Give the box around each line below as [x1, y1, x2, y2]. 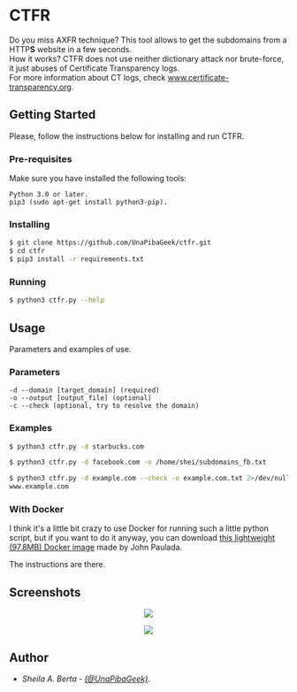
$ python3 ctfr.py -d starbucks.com [9, 442, 144, 451]
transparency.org [9, 81, 72, 92]
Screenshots [9, 585, 81, 600]
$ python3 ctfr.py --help [9, 296, 104, 305]
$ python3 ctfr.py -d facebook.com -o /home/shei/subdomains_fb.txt [9, 457, 267, 467]
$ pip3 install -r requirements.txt [9, 255, 144, 264]
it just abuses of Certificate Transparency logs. [9, 63, 179, 73]
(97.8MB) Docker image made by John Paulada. [9, 542, 183, 553]
